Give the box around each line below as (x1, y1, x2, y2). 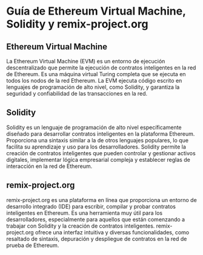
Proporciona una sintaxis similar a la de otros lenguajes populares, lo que (6, 136, 189, 144)
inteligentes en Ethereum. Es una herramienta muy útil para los (6, 209, 162, 217)
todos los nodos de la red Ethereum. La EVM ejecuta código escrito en (6, 77, 182, 84)
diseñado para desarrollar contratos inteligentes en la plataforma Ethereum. (6, 130, 195, 138)
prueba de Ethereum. (6, 242, 59, 249)
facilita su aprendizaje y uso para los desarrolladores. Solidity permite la (6, 143, 187, 150)
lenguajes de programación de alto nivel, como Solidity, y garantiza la (6, 83, 180, 91)
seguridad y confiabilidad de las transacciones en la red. (6, 90, 148, 97)
